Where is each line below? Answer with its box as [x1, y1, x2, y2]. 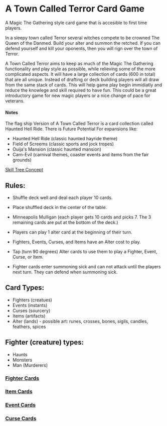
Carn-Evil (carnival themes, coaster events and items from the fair [12, 152, 149, 158]
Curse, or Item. [12, 254, 44, 260]
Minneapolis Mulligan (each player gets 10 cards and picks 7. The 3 [12, 214, 151, 220]
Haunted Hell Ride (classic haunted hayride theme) [12, 136, 118, 142]
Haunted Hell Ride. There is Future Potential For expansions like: [5, 126, 138, 132]
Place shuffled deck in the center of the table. [12, 204, 107, 210]
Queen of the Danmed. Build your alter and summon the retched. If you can [5, 40, 161, 46]
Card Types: [5, 283, 44, 292]
